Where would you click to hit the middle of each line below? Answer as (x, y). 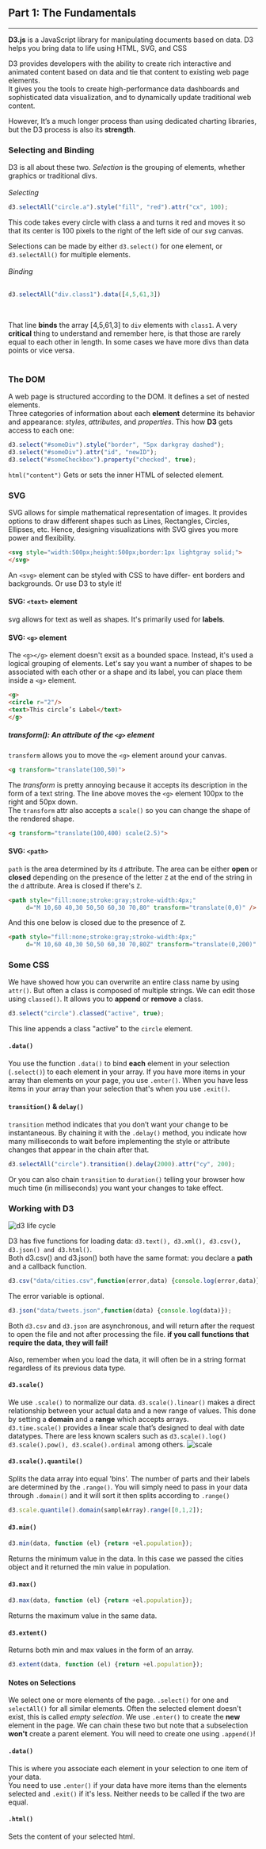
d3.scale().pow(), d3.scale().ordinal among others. (97, 1444)
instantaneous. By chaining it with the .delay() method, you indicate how (127, 1133)
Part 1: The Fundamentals (72, 13)
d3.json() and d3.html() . (50, 1249)
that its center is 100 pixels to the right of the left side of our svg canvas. (126, 230)
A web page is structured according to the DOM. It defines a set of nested (129, 397)
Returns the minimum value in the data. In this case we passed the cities (126, 1558)
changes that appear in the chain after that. (79, 1150)
